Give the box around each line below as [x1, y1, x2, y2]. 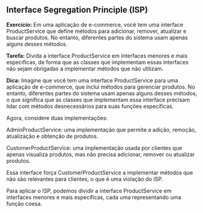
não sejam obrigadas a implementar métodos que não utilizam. [6, 65, 164, 72]
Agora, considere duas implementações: [6, 114, 108, 121]
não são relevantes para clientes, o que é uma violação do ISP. [6, 175, 163, 183]
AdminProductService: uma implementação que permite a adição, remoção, [6, 126, 196, 133]
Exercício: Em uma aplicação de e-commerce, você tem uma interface [6, 21, 184, 28]
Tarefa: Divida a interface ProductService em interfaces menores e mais [6, 52, 188, 59]
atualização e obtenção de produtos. [6, 132, 98, 140]
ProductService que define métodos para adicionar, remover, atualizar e [6, 27, 187, 35]
